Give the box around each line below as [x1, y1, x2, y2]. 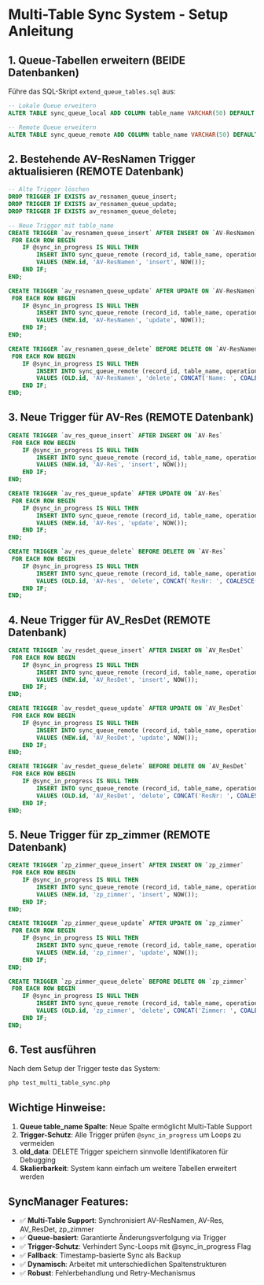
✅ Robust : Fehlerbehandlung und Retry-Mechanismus [19, 1268, 196, 1277]
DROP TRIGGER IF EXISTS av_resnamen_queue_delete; [8, 207, 178, 215]
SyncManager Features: [8, 1195, 129, 1208]
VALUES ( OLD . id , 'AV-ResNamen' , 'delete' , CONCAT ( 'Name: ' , [36, 374, 237, 382]
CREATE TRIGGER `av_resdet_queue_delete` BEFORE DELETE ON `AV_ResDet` [8, 763, 247, 771]
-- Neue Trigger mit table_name [8, 222, 114, 230]
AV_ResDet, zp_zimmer [19, 1224, 94, 1234]
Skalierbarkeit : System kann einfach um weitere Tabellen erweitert [19, 1164, 237, 1173]
